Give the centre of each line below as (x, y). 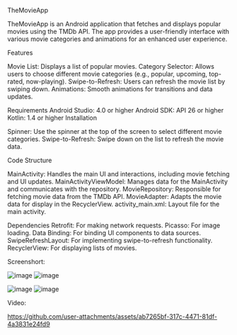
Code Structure (30, 160)
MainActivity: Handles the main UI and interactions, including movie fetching (118, 174)
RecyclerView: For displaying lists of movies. (72, 248)
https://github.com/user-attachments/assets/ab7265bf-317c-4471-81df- (112, 317)
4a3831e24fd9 (29, 324)
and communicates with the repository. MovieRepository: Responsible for (114, 189)
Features (20, 53)
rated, (16, 81)
